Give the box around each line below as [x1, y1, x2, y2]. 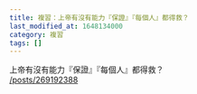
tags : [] [9, 38, 42, 48]
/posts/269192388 [9, 74, 79, 86]
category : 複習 [9, 30, 64, 39]
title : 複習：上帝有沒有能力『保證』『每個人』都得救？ [9, 13, 190, 23]
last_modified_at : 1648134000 [9, 22, 124, 31]
